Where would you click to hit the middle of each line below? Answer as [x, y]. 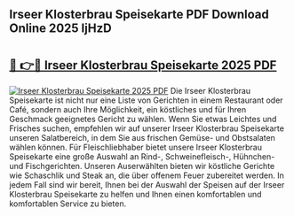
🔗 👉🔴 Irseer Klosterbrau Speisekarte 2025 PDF [143, 65]
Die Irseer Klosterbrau [211, 91]
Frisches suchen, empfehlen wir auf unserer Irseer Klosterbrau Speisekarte [147, 128]
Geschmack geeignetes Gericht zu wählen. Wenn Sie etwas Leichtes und [143, 119]
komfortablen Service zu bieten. [68, 204]
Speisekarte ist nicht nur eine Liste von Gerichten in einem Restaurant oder [146, 100]
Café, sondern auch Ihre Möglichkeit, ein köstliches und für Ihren [128, 109]
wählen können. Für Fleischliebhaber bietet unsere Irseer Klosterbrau [135, 147]
